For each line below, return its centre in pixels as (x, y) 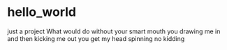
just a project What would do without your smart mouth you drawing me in (114, 31)
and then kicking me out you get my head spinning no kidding (96, 38)
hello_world (42, 12)
